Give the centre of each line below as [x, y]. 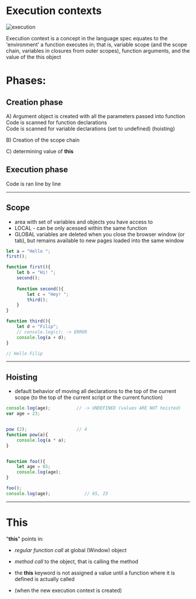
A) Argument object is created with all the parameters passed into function [96, 116]
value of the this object [34, 57]
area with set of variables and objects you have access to [84, 222]
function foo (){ [26, 461]
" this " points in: [25, 539]
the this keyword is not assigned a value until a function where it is [94, 573]
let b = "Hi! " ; [36, 273]
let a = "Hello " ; [28, 251]
